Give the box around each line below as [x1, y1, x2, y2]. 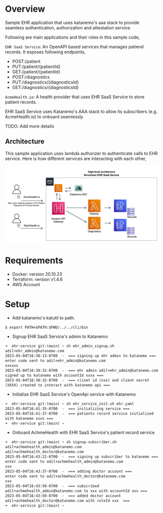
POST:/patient [12, 58, 41, 64]
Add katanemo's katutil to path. [12, 314, 75, 321]
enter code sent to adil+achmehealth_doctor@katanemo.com [5, 473, 125, 479]
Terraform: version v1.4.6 [12, 276, 63, 282]
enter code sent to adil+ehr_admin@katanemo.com [5, 358, 106, 363]
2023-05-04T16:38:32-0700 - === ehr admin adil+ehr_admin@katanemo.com [5, 368, 159, 373]
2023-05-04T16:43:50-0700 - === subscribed [5, 483, 99, 489]
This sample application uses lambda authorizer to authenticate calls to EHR [5, 150, 158, 156]
